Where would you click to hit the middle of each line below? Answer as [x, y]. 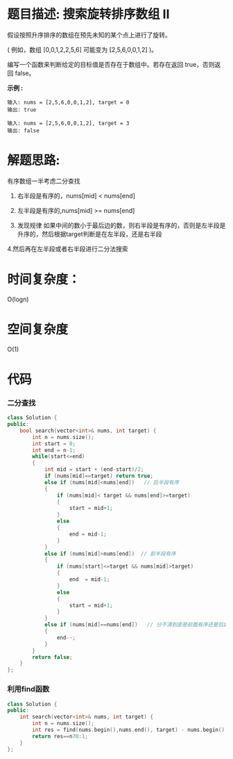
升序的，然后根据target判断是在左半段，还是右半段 [89, 234]
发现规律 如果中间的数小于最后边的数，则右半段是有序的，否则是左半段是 [121, 225]
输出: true [22, 110]
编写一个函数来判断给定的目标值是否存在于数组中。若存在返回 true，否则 [111, 64]
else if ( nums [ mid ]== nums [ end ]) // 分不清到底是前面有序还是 [131, 625]
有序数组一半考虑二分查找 [44, 181]
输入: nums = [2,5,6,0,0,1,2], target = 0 [68, 102]
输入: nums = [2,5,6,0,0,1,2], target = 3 [68, 123]
